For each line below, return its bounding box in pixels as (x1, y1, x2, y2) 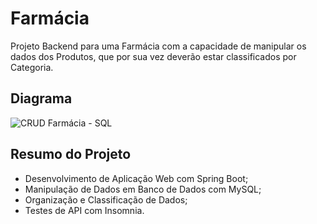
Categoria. (10, 61, 54, 73)
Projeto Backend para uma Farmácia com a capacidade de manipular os (10, 40, 307, 52)
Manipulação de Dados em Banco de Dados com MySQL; (24, 183, 262, 195)
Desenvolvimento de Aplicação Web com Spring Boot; (24, 172, 249, 184)
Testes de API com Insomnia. (24, 204, 145, 216)
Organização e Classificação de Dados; (24, 193, 188, 206)
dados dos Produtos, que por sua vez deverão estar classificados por (10, 50, 297, 62)
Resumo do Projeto (10, 146, 132, 163)
